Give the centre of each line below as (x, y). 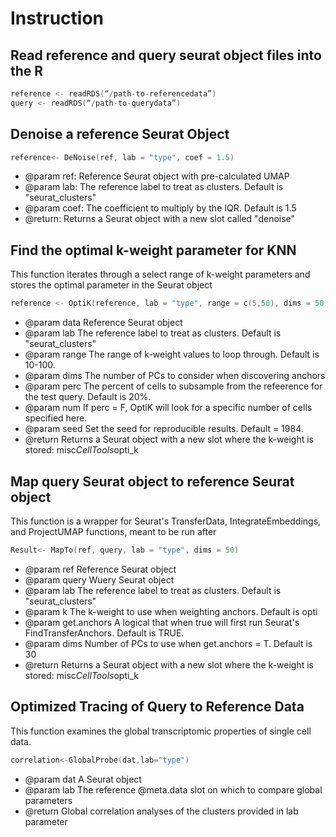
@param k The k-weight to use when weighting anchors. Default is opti (171, 611)
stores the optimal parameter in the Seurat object (111, 285)
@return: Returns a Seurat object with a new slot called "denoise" (160, 219)
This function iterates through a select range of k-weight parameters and (160, 274)
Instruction (57, 18)
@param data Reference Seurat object (103, 323)
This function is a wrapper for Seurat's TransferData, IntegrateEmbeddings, (166, 521)
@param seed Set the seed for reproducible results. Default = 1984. (164, 429)
